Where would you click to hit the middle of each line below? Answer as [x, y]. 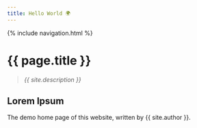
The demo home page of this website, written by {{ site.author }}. [99, 118]
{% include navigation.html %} [50, 33]
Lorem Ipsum [36, 101]
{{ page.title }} [49, 61]
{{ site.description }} [52, 79]
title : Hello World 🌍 [39, 13]
